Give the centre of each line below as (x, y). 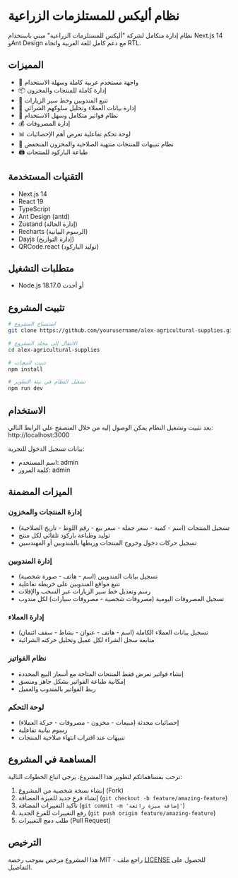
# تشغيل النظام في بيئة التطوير (47, 382)
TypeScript (34, 208)
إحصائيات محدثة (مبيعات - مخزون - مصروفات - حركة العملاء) (99, 722)
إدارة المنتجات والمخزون (45, 512)
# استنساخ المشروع (32, 324)
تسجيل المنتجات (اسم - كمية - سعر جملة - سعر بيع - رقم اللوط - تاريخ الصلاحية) (124, 528)
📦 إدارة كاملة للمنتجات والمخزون (62, 90)
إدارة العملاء (26, 617)
